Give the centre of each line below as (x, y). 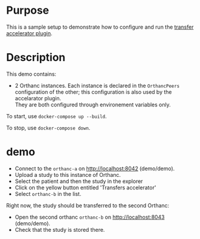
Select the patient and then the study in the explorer (79, 181)
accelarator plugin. (38, 98)
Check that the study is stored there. (60, 229)
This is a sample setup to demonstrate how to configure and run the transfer (100, 27)
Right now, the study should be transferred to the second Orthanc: (88, 205)
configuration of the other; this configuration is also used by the (93, 92)
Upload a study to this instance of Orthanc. (68, 174)
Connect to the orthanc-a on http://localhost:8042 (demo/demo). (95, 168)
